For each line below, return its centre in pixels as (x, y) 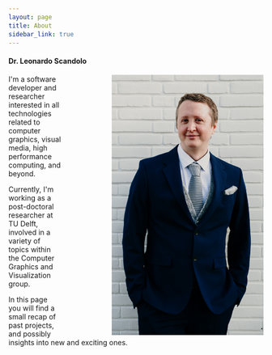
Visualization (30, 275)
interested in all (34, 104)
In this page (28, 299)
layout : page (30, 17)
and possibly (30, 334)
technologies (30, 113)
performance (30, 156)
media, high (28, 148)
